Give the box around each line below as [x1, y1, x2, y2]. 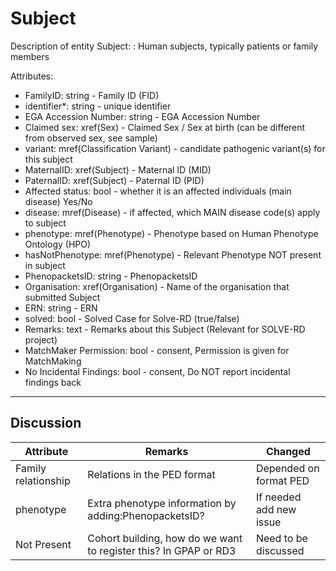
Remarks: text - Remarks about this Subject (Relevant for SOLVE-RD [24, 323, 306, 335]
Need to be [255, 531, 308, 545]
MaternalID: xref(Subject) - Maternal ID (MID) [24, 163, 212, 176]
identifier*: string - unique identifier [24, 100, 172, 112]
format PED [255, 473, 310, 487]
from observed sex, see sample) [24, 132, 158, 144]
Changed [266, 444, 311, 458]
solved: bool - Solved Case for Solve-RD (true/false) [24, 312, 240, 324]
